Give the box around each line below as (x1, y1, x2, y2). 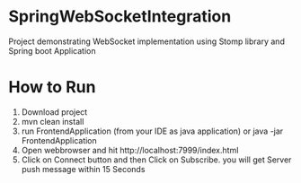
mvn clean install (21, 116, 84, 126)
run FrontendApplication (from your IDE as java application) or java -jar (21, 126, 284, 136)
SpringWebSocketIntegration (8, 6, 232, 27)
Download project (21, 106, 88, 118)
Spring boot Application (8, 45, 96, 56)
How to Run (8, 77, 96, 98)
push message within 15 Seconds (21, 163, 146, 174)
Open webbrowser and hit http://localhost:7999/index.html (21, 144, 239, 155)
